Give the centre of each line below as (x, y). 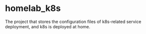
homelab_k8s (33, 8)
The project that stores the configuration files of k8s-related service (73, 22)
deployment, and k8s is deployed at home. (48, 26)
